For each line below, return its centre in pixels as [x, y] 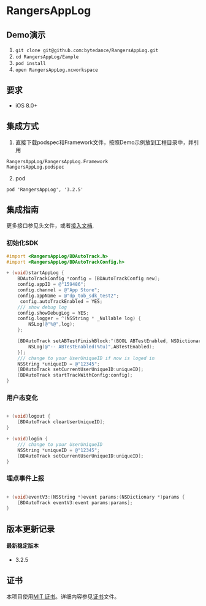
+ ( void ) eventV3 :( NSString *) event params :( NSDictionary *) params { [96, 497]
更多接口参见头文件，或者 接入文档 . [50, 226]
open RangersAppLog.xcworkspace [56, 70]
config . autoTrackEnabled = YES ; [61, 301]
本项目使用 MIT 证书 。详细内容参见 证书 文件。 [63, 596]
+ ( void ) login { [27, 439]
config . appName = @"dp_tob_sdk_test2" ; [68, 296]
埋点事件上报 [25, 478]
